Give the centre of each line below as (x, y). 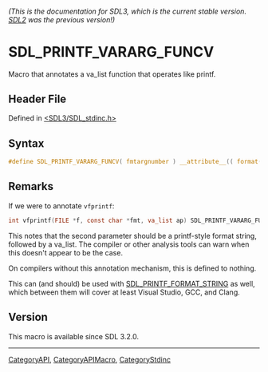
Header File (37, 99)
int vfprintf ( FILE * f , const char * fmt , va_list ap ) (98, 220)
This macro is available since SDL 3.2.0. (74, 336)
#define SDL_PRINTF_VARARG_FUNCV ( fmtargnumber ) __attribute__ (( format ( (135, 162)
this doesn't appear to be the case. (66, 252)
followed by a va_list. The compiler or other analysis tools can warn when (129, 244)
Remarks (31, 186)
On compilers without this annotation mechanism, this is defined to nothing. (132, 268)
